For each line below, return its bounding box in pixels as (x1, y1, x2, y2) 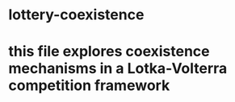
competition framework (8, 76, 170, 95)
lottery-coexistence (8, 6, 145, 24)
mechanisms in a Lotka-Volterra (8, 59, 228, 78)
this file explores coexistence (8, 43, 210, 61)
